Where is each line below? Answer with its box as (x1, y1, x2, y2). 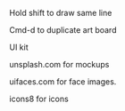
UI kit (9, 42, 29, 52)
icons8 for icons (9, 93, 69, 104)
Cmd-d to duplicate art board (9, 25, 117, 35)
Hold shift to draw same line (9, 8, 112, 18)
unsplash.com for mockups (9, 59, 110, 69)
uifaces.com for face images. (9, 76, 117, 87)
